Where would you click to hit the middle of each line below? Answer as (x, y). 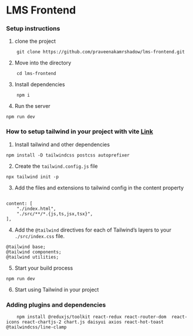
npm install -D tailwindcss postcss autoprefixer (68, 155)
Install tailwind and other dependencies (62, 144)
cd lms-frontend (37, 74)
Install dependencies (40, 84)
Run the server (33, 106)
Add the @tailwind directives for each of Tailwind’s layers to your (93, 230)
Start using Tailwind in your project (57, 289)
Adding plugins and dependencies (56, 304)
